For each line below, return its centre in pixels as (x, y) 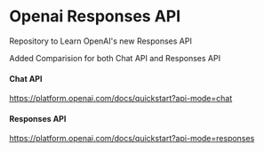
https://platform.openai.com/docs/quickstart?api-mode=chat (121, 99)
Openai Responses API (95, 16)
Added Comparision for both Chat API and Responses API (115, 58)
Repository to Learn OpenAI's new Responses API (101, 41)
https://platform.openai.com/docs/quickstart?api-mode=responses (132, 139)
